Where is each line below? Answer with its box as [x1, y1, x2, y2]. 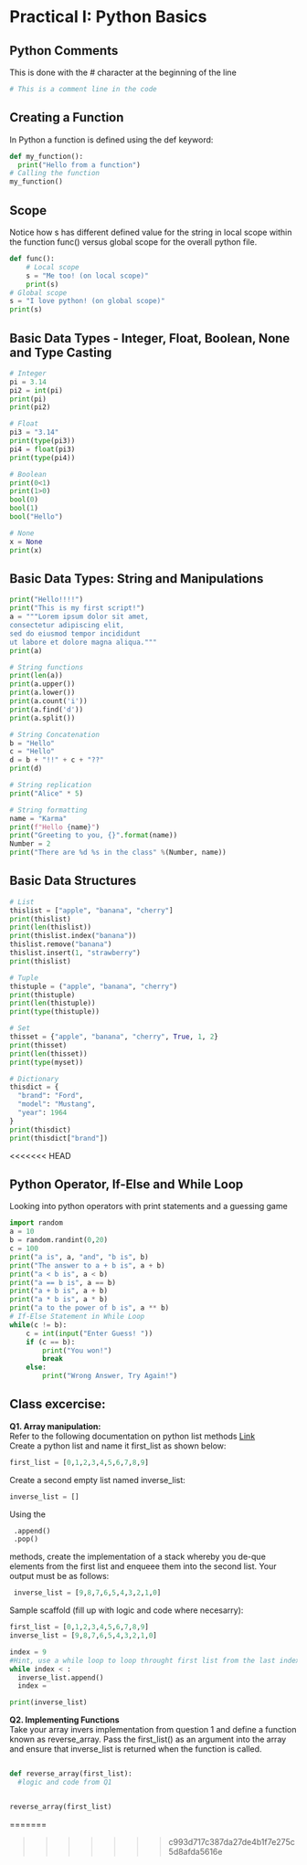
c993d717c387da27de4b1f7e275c [168, 1836, 295, 1847]
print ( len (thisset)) [9, 1048, 89, 1059]
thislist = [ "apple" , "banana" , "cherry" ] [9, 906, 174, 915]
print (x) [9, 545, 43, 554]
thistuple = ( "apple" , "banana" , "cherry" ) [9, 982, 178, 991]
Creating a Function [9, 110, 124, 125]
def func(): [9, 254, 55, 263]
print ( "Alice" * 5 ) [9, 788, 84, 798]
